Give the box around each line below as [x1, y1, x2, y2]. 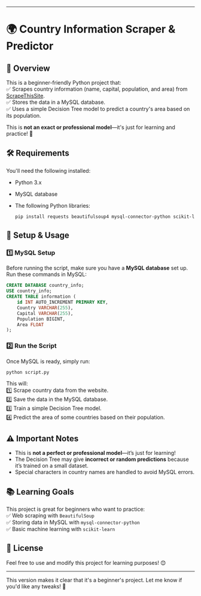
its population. [6, 112, 41, 119]
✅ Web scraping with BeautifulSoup [6, 512, 95, 519]
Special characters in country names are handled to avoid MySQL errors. [14, 469, 195, 476]
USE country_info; [6, 288, 52, 294]
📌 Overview [6, 63, 50, 73]
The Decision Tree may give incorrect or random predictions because [14, 456, 190, 463]
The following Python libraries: [14, 202, 91, 209]
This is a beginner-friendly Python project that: [6, 79, 121, 86]
